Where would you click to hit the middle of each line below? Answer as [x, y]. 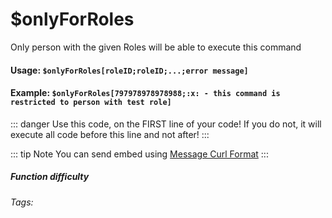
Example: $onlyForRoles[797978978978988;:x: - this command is [145, 93]
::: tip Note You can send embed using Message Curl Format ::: [139, 154]
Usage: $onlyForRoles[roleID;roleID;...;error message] [129, 70]
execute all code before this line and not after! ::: [110, 134]
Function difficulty [50, 177]
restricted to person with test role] [91, 103]
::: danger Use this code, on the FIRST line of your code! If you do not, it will [166, 124]
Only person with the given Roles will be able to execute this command [156, 47]
